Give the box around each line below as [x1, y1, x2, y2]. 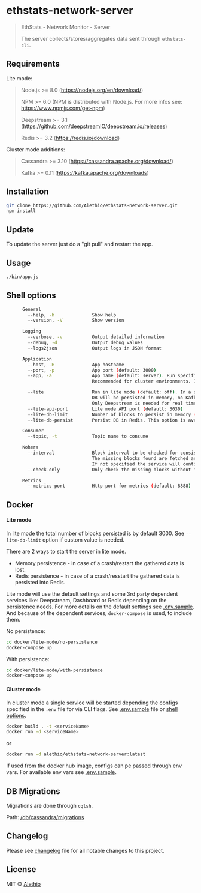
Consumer [22, 428, 44, 434]
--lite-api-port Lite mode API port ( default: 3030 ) [28, 406, 184, 412]
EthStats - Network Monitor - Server [20, 23, 111, 31]
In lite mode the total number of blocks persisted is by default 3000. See [6, 530, 185, 537]
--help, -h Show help [28, 312, 117, 318]
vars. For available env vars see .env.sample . [6, 769, 117, 776]
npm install [6, 208, 36, 214]
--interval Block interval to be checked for [28, 450, 178, 456]
